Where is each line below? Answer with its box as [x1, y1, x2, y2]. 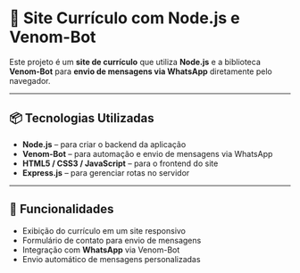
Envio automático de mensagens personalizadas [21, 253, 201, 264]
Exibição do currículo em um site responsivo [21, 225, 186, 236]
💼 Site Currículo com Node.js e [9, 8, 240, 29]
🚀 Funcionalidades [9, 202, 114, 217]
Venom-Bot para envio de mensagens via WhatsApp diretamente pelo [9, 66, 272, 77]
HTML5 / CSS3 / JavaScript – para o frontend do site [21, 158, 219, 169]
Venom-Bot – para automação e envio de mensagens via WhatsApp [21, 148, 273, 159]
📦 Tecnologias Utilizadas [9, 111, 154, 126]
